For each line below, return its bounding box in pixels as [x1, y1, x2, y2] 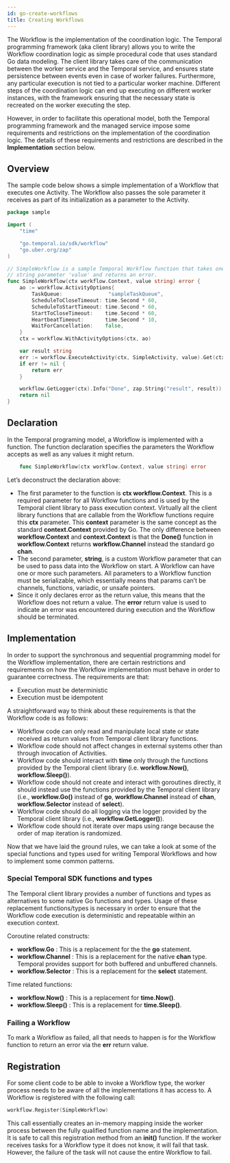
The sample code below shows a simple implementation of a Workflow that [7, 181, 219, 189]
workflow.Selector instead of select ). [16, 800, 125, 808]
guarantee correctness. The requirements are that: [7, 672, 150, 681]
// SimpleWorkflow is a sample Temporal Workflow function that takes [7, 265, 213, 272]
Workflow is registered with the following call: [7, 1093, 136, 1101]
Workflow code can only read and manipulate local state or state [16, 727, 200, 735]
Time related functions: [7, 980, 73, 988]
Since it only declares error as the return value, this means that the [16, 591, 205, 599]
